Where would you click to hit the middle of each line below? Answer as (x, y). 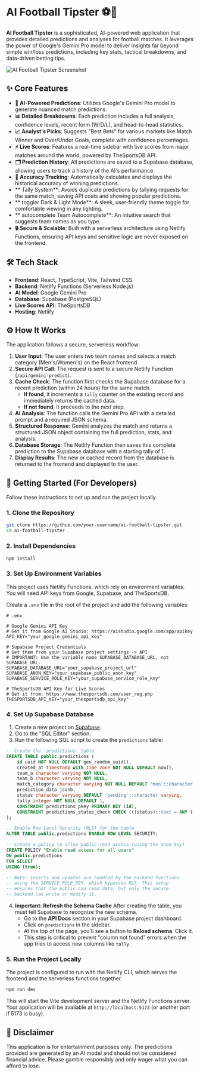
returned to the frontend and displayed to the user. (77, 464)
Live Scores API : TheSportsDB (52, 305)
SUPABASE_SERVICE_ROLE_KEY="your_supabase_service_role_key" (84, 678)
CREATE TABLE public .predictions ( (50, 756)
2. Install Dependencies (41, 546)
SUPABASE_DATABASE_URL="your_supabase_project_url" (71, 668)
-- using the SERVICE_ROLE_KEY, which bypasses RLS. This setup (87, 883)
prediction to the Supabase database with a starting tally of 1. (90, 452)
